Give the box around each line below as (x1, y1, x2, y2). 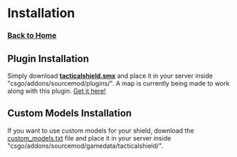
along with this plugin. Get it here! (7, 86, 106, 95)
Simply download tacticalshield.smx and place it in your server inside (7, 71, 214, 80)
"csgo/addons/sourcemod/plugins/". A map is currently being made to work (7, 78, 230, 87)
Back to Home (7, 31, 57, 41)
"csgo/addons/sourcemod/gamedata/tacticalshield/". (7, 141, 164, 150)
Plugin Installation (7, 52, 90, 65)
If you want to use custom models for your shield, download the (7, 126, 194, 135)
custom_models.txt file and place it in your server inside (7, 133, 172, 142)
